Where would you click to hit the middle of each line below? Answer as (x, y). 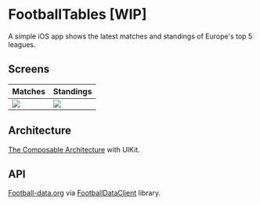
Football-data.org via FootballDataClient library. (85, 193)
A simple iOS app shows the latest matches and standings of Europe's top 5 (130, 36)
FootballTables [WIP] (78, 15)
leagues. (22, 44)
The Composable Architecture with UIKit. (74, 149)
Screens (29, 70)
